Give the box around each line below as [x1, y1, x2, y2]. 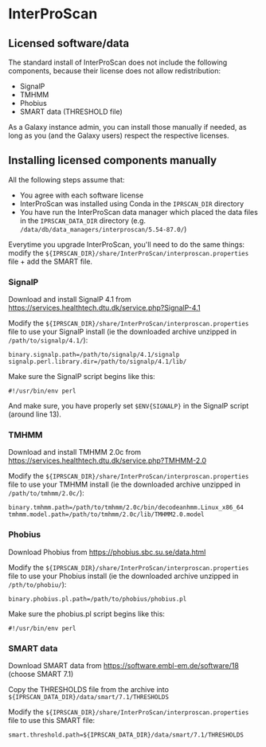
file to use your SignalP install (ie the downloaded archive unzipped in [8, 327, 237, 337]
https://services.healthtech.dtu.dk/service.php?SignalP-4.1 [8, 303, 201, 313]
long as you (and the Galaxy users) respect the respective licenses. [8, 131, 229, 140]
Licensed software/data [8, 37, 130, 50]
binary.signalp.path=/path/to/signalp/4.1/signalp [8, 351, 180, 359]
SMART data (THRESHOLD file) [19, 107, 123, 116]
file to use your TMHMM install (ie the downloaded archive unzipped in [8, 479, 241, 490]
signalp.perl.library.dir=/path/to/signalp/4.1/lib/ [8, 358, 187, 366]
